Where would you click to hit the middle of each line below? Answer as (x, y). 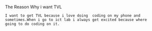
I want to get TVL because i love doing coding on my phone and (73, 16)
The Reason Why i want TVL (34, 7)
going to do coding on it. (32, 24)
